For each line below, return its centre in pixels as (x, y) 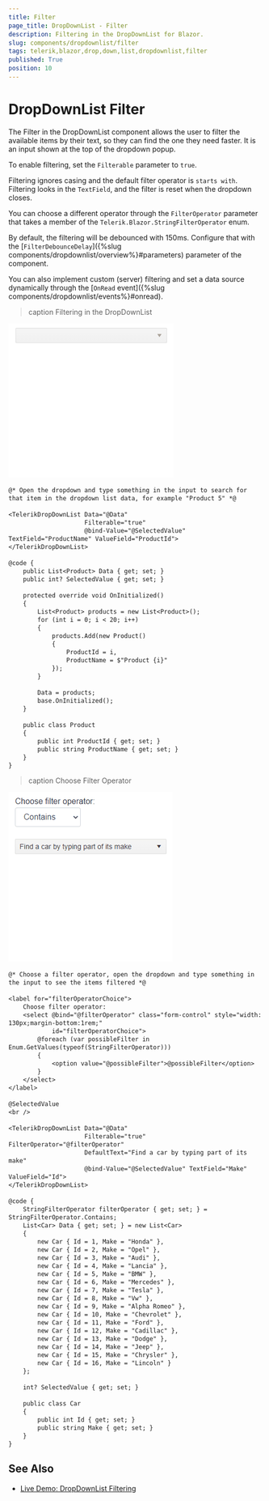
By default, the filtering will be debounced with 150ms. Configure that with (132, 237)
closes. (20, 198)
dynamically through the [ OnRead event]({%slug (87, 287)
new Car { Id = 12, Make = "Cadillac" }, (108, 1331)
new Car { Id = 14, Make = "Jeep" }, (101, 1347)
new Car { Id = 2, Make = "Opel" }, (99, 1250)
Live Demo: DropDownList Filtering (78, 1488)
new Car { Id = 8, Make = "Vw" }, (95, 1298)
